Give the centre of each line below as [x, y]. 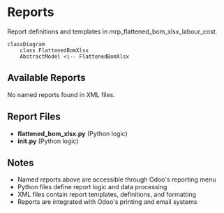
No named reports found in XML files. [61, 94]
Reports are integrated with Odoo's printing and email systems [107, 202]
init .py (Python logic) [48, 141]
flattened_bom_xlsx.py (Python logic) [72, 133]
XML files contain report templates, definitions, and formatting [107, 194]
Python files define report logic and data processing [92, 187]
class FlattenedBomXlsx [54, 50]
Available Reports [46, 78]
